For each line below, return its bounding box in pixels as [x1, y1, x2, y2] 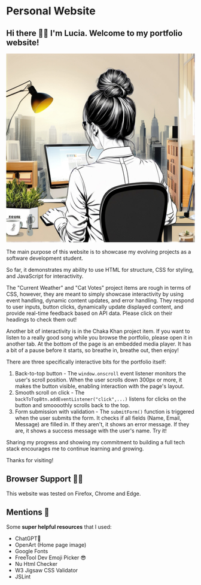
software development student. [6, 254, 84, 262]
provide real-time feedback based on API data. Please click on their [6, 310, 172, 317]
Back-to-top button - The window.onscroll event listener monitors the [14, 370, 187, 377]
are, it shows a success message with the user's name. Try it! [14, 427, 167, 434]
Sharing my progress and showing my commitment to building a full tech [6, 439, 185, 445]
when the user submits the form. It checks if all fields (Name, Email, [14, 414, 181, 422]
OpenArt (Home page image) [14, 541, 87, 548]
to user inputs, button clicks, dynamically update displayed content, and [6, 304, 184, 310]
